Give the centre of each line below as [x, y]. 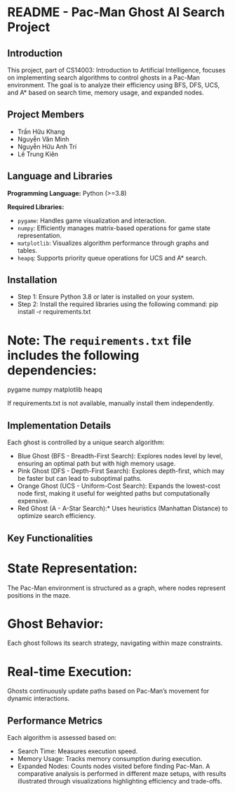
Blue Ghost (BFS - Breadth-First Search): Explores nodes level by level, [120, 456]
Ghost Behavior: [55, 623]
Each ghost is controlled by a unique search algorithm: [86, 442]
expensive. [33, 501]
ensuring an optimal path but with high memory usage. [96, 464]
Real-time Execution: [69, 671]
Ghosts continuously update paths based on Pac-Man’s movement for [108, 691]
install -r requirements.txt [54, 312]
